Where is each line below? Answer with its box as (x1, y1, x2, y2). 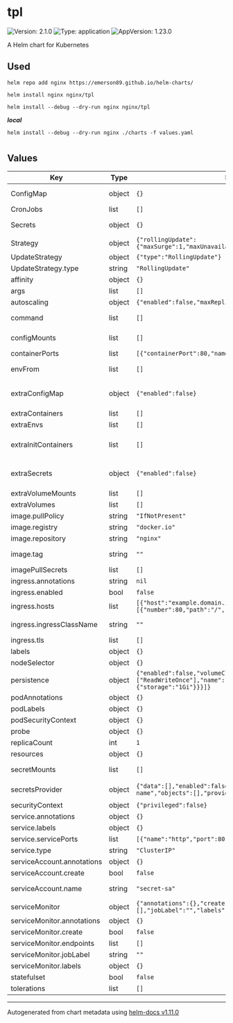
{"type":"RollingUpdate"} (136, 253, 222, 261)
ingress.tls (10, 635, 44, 645)
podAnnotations (10, 693, 63, 703)
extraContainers (10, 409, 64, 418)
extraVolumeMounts (10, 489, 76, 498)
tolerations (10, 984, 46, 994)
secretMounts (10, 765, 56, 775)
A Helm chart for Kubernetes (7, 40, 89, 49)
